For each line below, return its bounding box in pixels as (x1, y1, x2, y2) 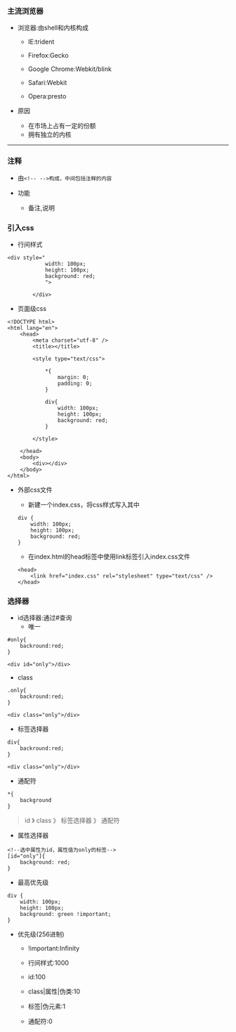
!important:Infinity (27, 944, 80, 953)
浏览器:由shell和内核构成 (17, 23, 89, 32)
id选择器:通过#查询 (17, 613, 72, 622)
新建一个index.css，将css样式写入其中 (27, 500, 140, 509)
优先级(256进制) (17, 930, 65, 938)
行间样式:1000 (27, 959, 69, 967)
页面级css (17, 304, 47, 312)
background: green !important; (20, 911, 112, 918)
